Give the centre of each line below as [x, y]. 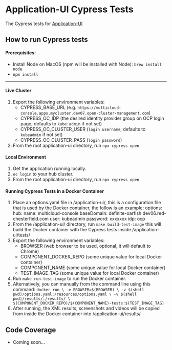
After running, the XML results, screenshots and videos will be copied [86, 309]
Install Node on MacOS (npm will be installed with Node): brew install [87, 64]
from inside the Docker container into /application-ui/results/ [77, 314]
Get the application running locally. [49, 168]
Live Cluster [18, 91]
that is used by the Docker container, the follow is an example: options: [87, 208]
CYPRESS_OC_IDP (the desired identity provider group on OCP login [92, 118]
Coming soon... [29, 342]
